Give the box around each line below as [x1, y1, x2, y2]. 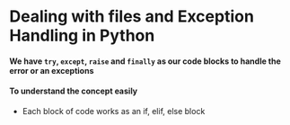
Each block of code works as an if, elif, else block [22, 105, 206, 116]
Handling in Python [9, 25, 155, 46]
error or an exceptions [9, 65, 94, 76]
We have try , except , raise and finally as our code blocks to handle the [9, 56, 281, 67]
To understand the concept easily [9, 85, 137, 96]
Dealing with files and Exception [9, 6, 254, 27]
